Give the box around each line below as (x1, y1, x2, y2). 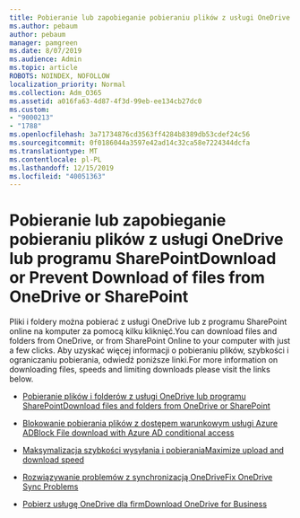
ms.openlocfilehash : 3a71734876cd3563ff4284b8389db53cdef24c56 (9, 130, 251, 139)
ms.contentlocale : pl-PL (9, 154, 102, 164)
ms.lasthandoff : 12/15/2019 (9, 163, 115, 172)
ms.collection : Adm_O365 (9, 88, 102, 97)
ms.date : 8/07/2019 (9, 47, 82, 56)
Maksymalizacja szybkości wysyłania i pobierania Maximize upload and (21, 445, 285, 456)
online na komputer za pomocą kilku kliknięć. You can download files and (9, 326, 278, 337)
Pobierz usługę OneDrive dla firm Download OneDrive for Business (21, 499, 267, 510)
